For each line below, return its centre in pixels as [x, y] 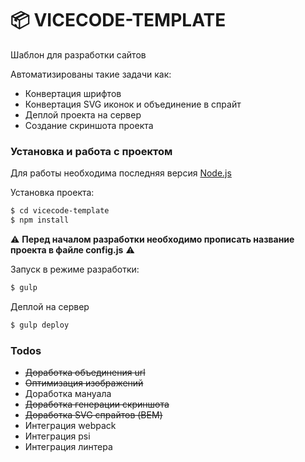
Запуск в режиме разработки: [75, 269]
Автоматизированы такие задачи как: [91, 74]
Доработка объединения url [85, 373]
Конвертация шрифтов [73, 93]
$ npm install [40, 220]
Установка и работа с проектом [91, 151]
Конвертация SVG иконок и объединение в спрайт [133, 104]
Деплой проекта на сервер [83, 114]
